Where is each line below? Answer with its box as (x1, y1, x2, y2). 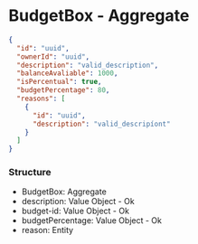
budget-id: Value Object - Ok (21, 205, 130, 217)
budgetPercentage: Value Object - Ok (21, 215, 162, 226)
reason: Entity (21, 225, 74, 236)
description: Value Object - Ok (21, 196, 135, 207)
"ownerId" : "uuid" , (16, 52, 90, 61)
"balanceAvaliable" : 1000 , (16, 69, 118, 78)
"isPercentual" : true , (16, 78, 102, 87)
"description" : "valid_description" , (16, 61, 159, 70)
